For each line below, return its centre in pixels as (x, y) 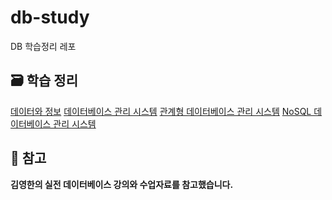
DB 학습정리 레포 (43, 46)
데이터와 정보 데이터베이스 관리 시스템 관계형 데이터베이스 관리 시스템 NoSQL (161, 111)
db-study (50, 17)
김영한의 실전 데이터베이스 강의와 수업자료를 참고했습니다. (122, 184)
